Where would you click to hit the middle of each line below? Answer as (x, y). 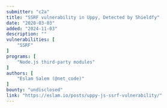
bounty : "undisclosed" (35, 90)
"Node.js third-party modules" (56, 62)
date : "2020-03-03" (31, 23)
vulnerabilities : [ (31, 40)
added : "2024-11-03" (32, 28)
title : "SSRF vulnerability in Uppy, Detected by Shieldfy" (83, 17)
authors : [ (20, 73)
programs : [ (21, 56)
